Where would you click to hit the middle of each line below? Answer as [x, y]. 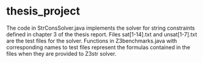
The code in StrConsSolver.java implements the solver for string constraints [101, 28]
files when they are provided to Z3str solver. [62, 53]
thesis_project [43, 11]
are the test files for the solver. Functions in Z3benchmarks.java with [92, 41]
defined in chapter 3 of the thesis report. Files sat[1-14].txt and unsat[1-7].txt [102, 34]
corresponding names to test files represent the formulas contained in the [98, 47]
